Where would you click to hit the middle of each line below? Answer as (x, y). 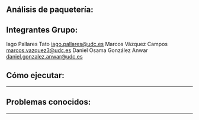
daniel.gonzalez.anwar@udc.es (44, 57)
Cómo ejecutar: (36, 75)
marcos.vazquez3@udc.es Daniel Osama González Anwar (77, 50)
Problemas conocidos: (49, 102)
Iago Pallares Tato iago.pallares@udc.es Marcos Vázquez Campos (87, 44)
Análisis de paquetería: (50, 10)
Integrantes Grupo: (42, 30)
